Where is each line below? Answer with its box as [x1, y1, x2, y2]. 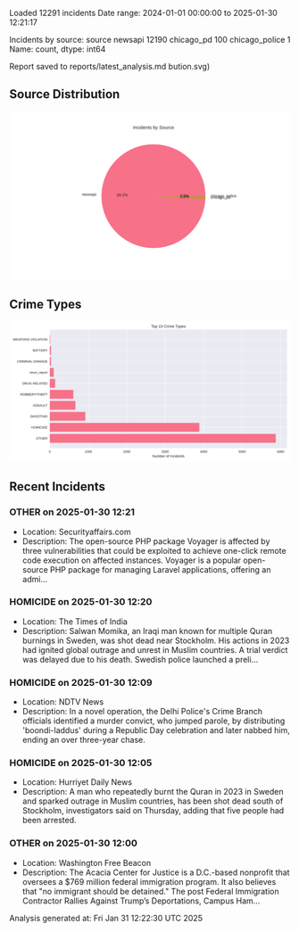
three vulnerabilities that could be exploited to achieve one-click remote [21, 545, 287, 556]
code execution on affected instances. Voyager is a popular [21, 555, 242, 565]
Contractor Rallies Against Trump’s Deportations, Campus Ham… [21, 895, 261, 906]
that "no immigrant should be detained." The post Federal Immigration [21, 886, 279, 896]
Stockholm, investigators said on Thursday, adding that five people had [21, 805, 285, 816]
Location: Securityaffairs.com [21, 526, 131, 537]
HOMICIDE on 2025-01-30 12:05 [9, 757, 153, 770]
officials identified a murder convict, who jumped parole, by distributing [21, 715, 286, 726]
